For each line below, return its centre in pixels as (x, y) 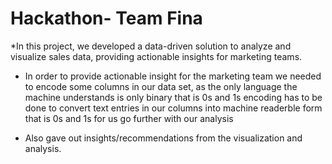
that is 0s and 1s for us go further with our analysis (129, 118)
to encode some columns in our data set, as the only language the (161, 86)
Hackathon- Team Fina (106, 18)
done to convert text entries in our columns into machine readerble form (173, 108)
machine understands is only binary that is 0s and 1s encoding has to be (173, 97)
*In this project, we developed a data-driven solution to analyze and (151, 46)
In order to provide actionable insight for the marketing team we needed (173, 76)
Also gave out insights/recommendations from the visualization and (163, 138)
